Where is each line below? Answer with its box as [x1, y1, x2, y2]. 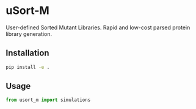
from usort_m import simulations [5, 97, 91, 104]
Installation [5, 48, 49, 58]
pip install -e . [5, 64, 50, 70]
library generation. [5, 30, 53, 37]
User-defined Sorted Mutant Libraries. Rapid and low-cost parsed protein [5, 24, 191, 31]
